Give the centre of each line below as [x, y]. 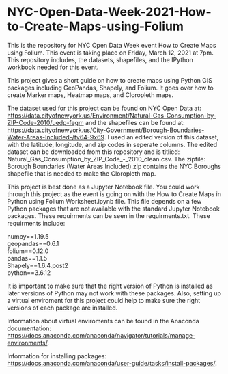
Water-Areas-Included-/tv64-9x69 [56, 137]
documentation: [29, 328]
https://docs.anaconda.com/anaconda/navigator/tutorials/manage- [101, 335]
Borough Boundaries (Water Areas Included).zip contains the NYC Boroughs [114, 166]
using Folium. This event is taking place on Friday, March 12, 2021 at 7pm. [110, 53]
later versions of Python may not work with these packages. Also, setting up [114, 293]
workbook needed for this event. [53, 67]
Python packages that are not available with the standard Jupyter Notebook [113, 209]
